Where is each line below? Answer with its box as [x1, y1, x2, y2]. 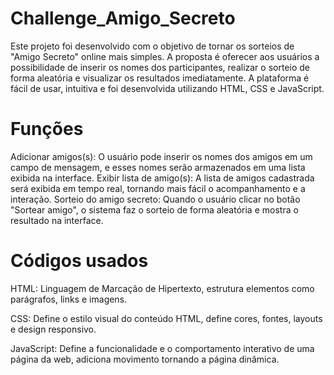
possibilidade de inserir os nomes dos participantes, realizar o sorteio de [10, 61, 310, 73]
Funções [10, 118, 84, 141]
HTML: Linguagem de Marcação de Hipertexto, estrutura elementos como [10, 282, 315, 294]
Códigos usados [10, 250, 149, 272]
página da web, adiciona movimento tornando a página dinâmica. [10, 353, 280, 365]
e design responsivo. [10, 323, 97, 335]
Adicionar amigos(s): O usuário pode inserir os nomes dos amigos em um [10, 150, 313, 162]
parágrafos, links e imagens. [10, 293, 128, 305]
